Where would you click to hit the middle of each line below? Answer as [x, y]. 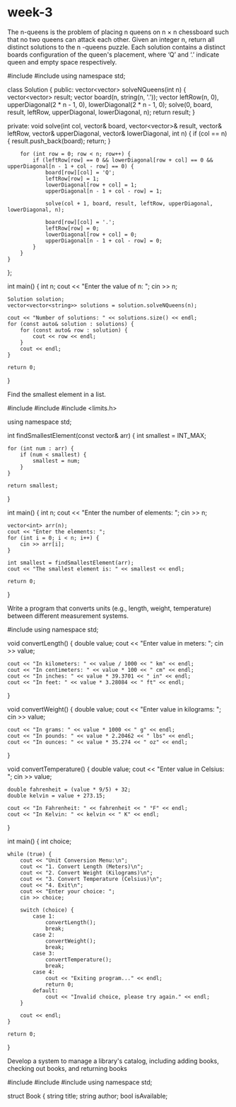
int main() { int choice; [40, 841]
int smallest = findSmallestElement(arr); [71, 563]
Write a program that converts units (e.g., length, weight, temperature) [110, 608]
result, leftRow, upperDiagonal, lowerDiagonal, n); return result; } [101, 112]
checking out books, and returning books [67, 1068]
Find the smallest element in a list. [57, 394]
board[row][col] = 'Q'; [80, 172]
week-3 [30, 12]
